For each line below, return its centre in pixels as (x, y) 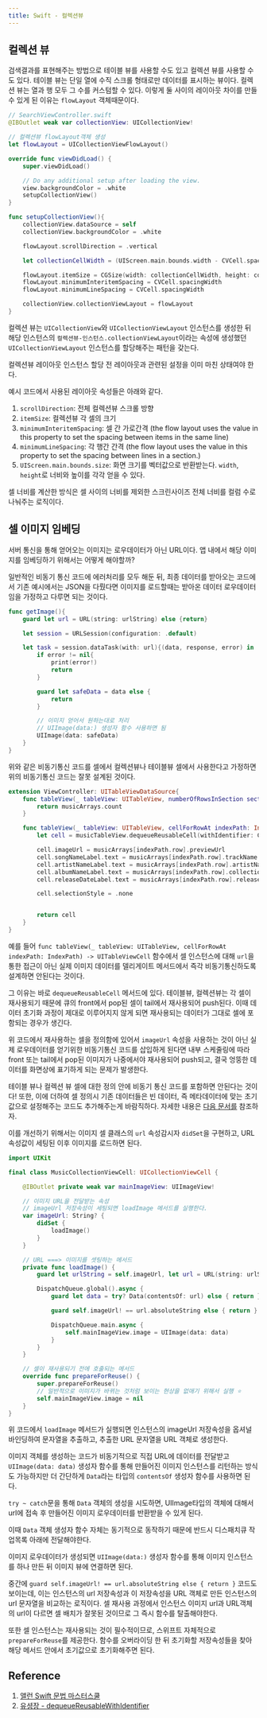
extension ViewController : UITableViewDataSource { (94, 791)
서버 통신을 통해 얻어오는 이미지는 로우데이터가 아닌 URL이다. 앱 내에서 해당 (125, 550)
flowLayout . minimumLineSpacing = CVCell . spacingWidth (113, 290)
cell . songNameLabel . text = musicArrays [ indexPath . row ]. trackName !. (151, 857)
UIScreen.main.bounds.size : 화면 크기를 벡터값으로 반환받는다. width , (129, 464)
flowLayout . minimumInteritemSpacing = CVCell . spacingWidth (122, 282)
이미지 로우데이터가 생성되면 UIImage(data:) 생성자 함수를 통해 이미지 (117, 1557)
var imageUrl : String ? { (64, 1216)
